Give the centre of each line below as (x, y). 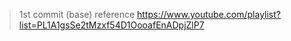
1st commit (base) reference (77, 14)
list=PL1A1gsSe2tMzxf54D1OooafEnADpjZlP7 (111, 25)
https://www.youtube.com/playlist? (209, 14)
